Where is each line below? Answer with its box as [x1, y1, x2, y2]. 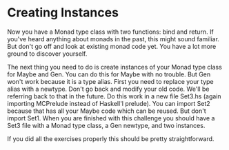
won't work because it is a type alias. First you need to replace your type [7, 77, 214, 85]
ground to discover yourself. [7, 50, 88, 58]
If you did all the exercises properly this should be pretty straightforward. [7, 134, 215, 142]
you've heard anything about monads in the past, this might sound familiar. [7, 34, 219, 43]
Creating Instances [7, 5, 119, 21]
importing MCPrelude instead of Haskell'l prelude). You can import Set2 [7, 99, 210, 107]
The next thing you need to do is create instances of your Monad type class [7, 63, 222, 71]
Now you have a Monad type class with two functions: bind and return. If [7, 28, 214, 36]
